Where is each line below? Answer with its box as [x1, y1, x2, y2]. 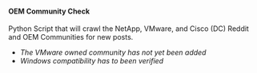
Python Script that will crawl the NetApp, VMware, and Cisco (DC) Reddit [8, 24, 250, 33]
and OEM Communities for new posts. [8, 33, 134, 42]
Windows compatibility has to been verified [19, 56, 164, 66]
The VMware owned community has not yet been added [19, 48, 207, 57]
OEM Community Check [8, 6, 90, 16]
